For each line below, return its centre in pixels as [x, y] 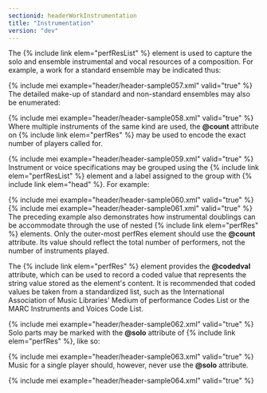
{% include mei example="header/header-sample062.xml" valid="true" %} [131, 324]
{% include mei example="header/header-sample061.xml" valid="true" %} [130, 208]
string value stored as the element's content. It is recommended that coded [132, 284]
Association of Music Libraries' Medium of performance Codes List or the [129, 300]
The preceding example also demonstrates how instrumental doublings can [132, 217]
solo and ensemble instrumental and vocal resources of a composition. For [131, 62]
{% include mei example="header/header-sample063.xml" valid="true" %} [131, 357]
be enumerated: [35, 103]
